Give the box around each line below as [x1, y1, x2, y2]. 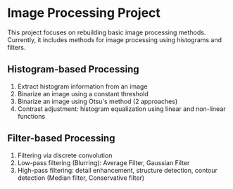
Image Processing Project [7, 5, 160, 21]
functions [17, 112, 46, 120]
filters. [7, 43, 26, 51]
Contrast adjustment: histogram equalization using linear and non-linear [17, 104, 227, 113]
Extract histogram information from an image [17, 82, 148, 91]
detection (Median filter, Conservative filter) [17, 174, 145, 182]
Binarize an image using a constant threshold [17, 89, 149, 98]
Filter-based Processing [7, 132, 115, 145]
